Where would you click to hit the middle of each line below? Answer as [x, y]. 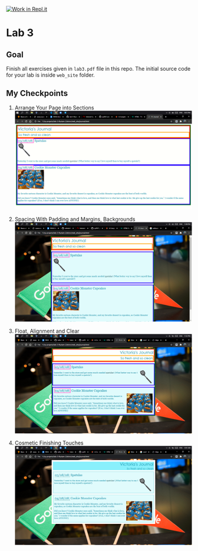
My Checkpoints [37, 93]
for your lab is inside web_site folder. [51, 75]
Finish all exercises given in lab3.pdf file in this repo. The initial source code [98, 69]
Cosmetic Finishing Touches [49, 443]
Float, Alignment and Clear [47, 331]
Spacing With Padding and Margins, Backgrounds [75, 219]
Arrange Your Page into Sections [54, 107]
